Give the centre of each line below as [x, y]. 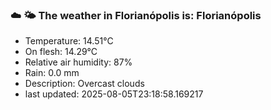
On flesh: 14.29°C [61, 52]
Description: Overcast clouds [84, 84]
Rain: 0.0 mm [52, 73]
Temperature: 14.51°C [69, 41]
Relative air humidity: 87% [78, 62]
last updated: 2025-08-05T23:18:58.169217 [114, 94]
